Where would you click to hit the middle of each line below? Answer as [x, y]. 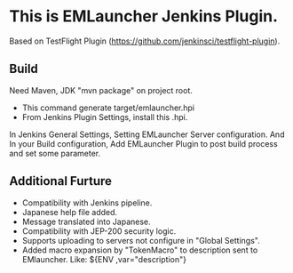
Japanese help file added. [70, 212]
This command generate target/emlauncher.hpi [108, 108]
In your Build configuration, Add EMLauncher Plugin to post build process [143, 143]
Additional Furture [61, 181]
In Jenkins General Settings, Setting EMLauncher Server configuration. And [147, 134]
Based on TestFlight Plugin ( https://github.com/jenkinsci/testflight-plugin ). [145, 41]
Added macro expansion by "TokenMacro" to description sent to [140, 250]
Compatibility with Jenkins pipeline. [87, 203]
